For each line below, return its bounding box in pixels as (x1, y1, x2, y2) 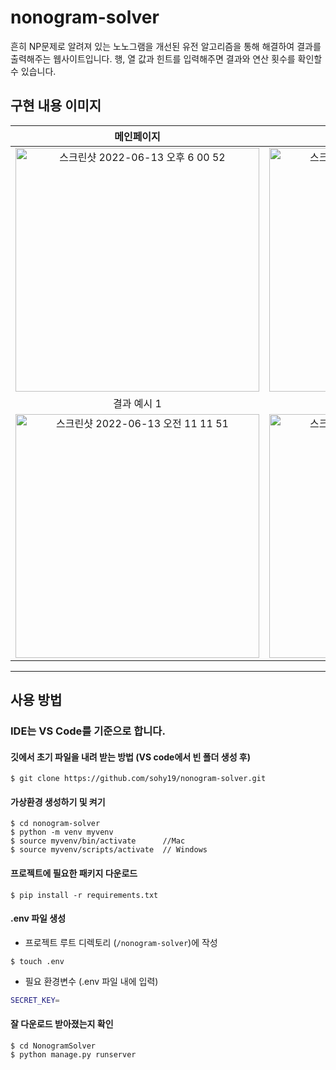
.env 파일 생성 (10, 912, 67, 925)
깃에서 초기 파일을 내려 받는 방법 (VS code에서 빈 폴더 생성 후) (10, 751, 251, 763)
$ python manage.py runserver (10, 1049, 137, 1060)
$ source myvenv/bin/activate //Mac (10, 836, 186, 846)
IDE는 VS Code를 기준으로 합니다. (10, 724, 166, 738)
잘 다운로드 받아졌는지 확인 (10, 1018, 114, 1030)
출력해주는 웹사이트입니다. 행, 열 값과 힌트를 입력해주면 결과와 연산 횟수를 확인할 (10, 52, 323, 65)
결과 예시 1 (113, 396, 162, 410)
